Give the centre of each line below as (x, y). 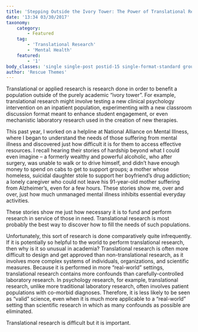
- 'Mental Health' (50, 50)
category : (29, 28)
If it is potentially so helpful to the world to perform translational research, (95, 242)
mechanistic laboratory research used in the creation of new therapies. (92, 120)
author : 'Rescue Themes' (37, 72)
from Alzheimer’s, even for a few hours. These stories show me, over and (95, 188)
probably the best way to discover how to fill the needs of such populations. (98, 224)
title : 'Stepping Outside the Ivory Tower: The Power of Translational (96, 12)
